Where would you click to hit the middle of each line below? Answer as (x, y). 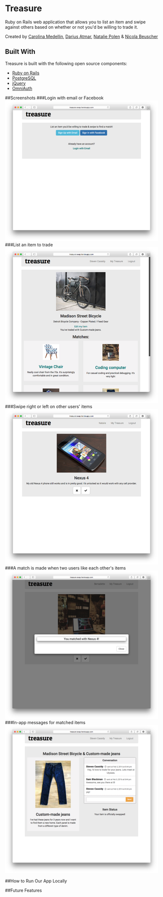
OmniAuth (22, 88)
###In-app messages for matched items (45, 722)
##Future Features (24, 890)
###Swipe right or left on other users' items (49, 406)
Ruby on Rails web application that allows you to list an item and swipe (75, 22)
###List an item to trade (29, 245)
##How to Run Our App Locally (36, 881)
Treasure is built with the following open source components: (66, 63)
